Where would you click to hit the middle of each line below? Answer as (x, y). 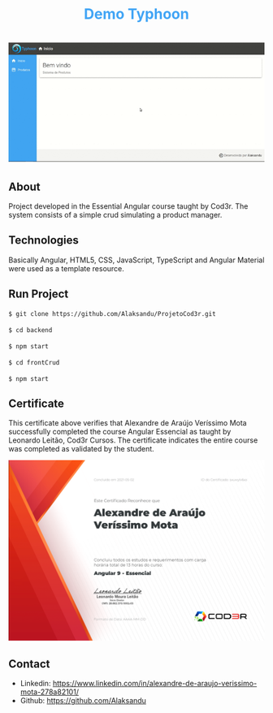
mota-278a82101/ (50, 692)
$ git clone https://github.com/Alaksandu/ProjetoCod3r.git (113, 313)
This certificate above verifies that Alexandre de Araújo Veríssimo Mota (128, 423)
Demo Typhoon (136, 14)
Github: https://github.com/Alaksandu (83, 701)
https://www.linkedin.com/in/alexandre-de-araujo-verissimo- (155, 684)
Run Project (39, 294)
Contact (29, 664)
